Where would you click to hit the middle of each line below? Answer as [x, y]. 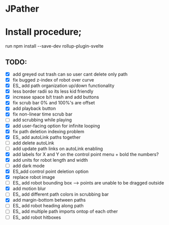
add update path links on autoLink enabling [58, 148]
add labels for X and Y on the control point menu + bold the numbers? [86, 154]
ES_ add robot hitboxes [37, 217]
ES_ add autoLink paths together [47, 137]
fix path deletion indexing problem [48, 131]
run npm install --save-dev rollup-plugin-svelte [55, 46]
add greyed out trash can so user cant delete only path [70, 74]
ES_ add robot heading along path [48, 206]
